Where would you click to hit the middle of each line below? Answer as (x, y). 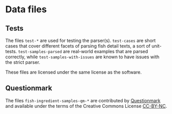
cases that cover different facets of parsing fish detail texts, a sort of (78, 46)
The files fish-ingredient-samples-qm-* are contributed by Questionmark (83, 100)
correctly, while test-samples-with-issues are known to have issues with (82, 57)
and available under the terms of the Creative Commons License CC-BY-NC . (86, 106)
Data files (26, 9)
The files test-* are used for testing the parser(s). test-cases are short (81, 40)
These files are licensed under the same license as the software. (74, 72)
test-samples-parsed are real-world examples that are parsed (83, 51)
